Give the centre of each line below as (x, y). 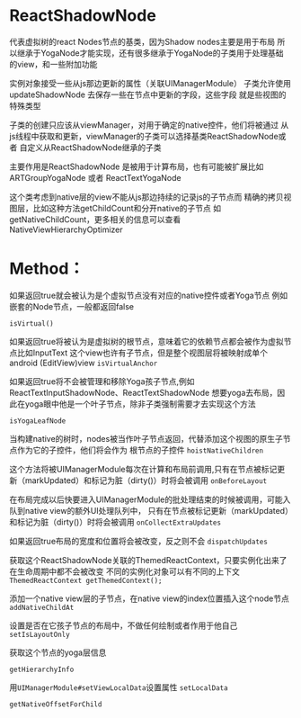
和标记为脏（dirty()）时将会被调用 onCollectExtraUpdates (115, 522)
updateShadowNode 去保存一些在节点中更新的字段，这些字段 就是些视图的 (148, 94)
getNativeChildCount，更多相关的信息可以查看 (95, 219)
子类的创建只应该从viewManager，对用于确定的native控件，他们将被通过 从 (149, 125)
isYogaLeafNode (38, 421)
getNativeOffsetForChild (56, 704)
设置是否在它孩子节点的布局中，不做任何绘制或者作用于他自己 (124, 625)
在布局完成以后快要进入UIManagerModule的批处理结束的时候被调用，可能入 (150, 499)
